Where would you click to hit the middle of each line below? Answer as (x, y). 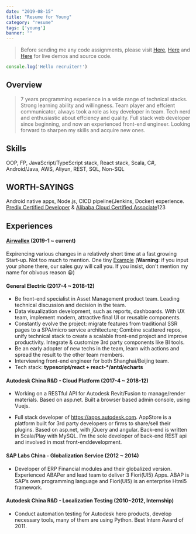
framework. (28, 487)
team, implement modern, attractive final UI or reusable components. (98, 318)
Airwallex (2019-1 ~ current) (41, 241)
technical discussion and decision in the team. (70, 305)
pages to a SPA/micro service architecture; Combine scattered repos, (98, 330)
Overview (24, 85)
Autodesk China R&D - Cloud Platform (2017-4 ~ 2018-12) (78, 380)
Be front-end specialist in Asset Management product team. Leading (97, 299)
